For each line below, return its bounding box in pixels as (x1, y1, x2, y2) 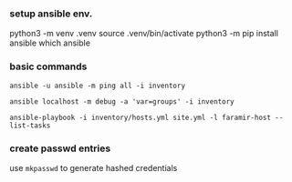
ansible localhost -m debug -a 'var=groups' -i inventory (9, 96, 235, 106)
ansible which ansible (9, 37, 91, 48)
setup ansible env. (9, 7, 93, 20)
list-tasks (9, 121, 51, 130)
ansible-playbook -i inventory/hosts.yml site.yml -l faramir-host (9, 113, 272, 122)
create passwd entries (9, 142, 111, 155)
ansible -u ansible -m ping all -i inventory (9, 81, 185, 90)
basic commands (9, 60, 88, 73)
